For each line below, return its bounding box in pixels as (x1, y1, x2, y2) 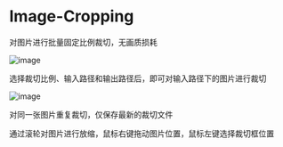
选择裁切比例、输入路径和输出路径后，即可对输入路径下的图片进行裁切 (9, 73, 267, 84)
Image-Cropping (9, 6, 134, 27)
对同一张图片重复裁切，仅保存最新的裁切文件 (9, 109, 174, 119)
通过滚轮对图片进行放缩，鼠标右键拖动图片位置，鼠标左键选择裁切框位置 (9, 127, 274, 139)
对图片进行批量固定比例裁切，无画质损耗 (9, 37, 158, 47)
